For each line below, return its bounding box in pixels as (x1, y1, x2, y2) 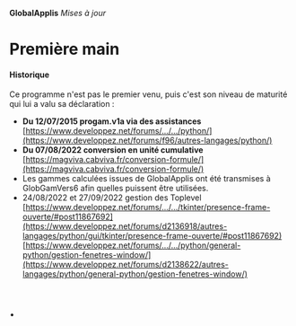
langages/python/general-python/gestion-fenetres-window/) (22, 269, 248, 279)
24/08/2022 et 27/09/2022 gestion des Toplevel (22, 192, 202, 203)
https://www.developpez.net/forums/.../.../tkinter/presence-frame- (25, 202, 271, 213)
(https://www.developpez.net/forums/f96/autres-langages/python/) (22, 135, 273, 146)
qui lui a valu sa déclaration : (9, 99, 115, 110)
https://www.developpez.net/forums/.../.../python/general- (25, 240, 241, 251)
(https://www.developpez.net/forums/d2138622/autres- (22, 260, 229, 270)
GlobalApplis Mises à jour (9, 8, 106, 18)
